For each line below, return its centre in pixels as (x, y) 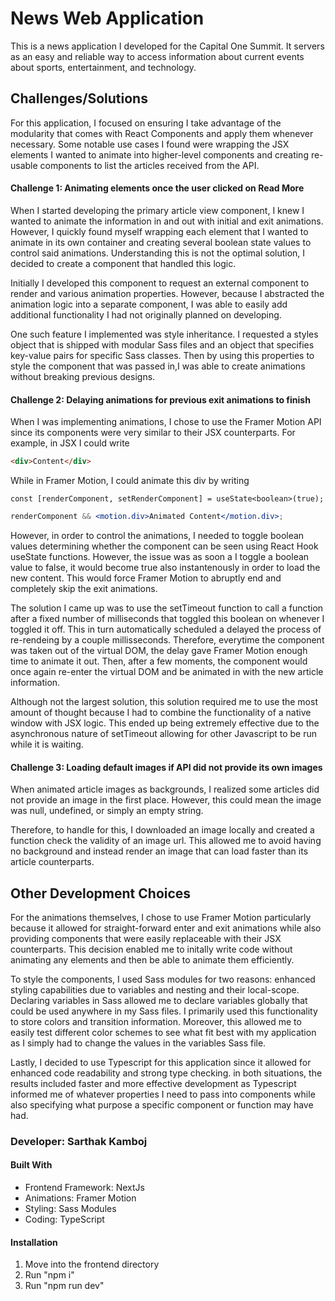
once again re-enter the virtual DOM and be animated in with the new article (167, 671)
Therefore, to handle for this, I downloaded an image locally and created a (162, 830)
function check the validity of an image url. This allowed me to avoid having (166, 841)
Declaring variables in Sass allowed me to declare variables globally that (159, 1000)
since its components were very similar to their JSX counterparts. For (153, 433)
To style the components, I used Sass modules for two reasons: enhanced (163, 979)
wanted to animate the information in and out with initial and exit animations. (167, 221)
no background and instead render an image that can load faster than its (159, 851)
